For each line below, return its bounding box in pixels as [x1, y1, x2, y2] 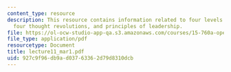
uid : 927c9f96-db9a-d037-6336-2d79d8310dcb [7, 55, 134, 62]
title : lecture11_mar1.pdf [7, 49, 85, 56]
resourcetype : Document [7, 42, 76, 49]
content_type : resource [7, 10, 76, 17]
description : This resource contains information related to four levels [7, 16, 223, 23]
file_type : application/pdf [7, 36, 88, 43]
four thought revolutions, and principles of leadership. [13, 23, 184, 29]
